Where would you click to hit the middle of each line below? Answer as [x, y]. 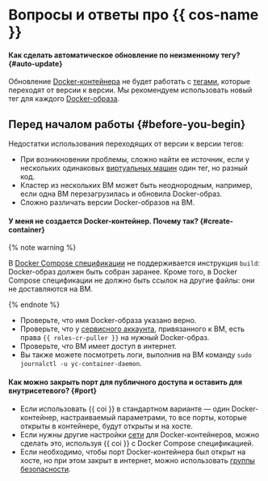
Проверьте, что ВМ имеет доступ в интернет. [98, 347]
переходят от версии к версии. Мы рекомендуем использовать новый [130, 90]
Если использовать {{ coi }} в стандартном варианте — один [125, 409]
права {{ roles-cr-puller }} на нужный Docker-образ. [115, 338]
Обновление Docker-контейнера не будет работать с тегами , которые [129, 82]
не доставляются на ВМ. [50, 289]
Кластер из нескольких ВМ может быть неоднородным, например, [136, 185]
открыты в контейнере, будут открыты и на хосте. [107, 426]
